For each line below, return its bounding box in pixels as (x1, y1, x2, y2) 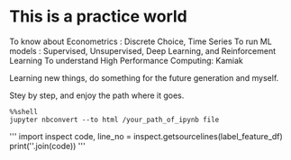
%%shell (9, 107, 39, 116)
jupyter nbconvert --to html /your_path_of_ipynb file (9, 115, 220, 124)
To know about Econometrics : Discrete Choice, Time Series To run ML (9, 36, 272, 47)
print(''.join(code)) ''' (9, 140, 86, 151)
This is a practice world (9, 6, 187, 27)
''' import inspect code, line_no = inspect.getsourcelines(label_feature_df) (9, 130, 283, 141)
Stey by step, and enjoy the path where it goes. (9, 90, 185, 101)
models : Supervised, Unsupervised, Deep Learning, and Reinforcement (9, 45, 277, 56)
